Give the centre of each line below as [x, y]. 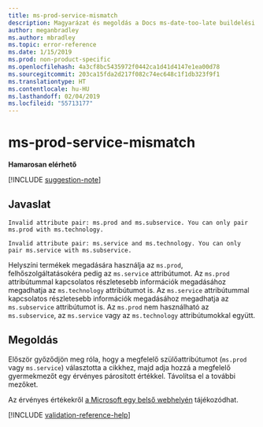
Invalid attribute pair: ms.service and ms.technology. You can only [125, 243]
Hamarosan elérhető [43, 165]
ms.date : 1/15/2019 [40, 52]
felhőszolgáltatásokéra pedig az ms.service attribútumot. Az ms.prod [119, 273]
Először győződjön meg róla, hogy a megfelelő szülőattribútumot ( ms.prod [128, 359]
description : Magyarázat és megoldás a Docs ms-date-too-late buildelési [132, 23]
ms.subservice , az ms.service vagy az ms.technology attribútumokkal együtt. [132, 315]
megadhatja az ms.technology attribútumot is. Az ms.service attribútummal [129, 290]
